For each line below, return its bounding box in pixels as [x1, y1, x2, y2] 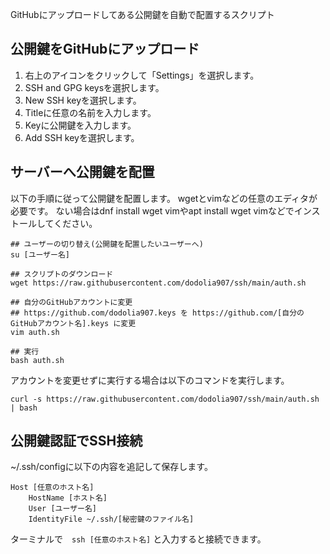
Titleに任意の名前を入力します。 [24, 106, 157, 118]
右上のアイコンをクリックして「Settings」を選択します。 [24, 69, 260, 81]
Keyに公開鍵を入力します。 [24, 119, 137, 131]
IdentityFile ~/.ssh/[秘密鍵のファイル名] [28, 514, 195, 525]
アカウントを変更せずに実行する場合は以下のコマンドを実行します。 [10, 374, 290, 386]
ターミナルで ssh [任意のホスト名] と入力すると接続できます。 [10, 533, 267, 545]
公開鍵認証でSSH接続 [10, 433, 143, 450]
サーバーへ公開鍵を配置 [10, 164, 155, 181]
